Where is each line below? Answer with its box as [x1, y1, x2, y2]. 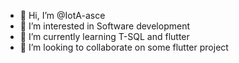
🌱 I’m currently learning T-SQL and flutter [19, 31, 190, 42]
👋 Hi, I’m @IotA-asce [19, 10, 106, 21]
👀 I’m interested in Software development [19, 20, 190, 32]
